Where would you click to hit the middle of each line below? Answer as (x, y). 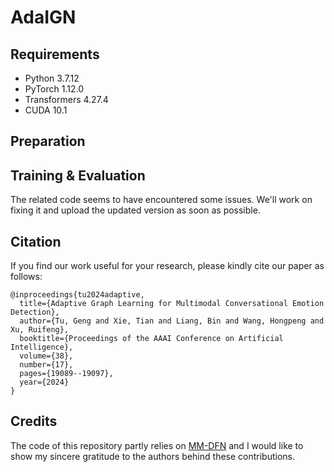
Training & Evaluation (78, 175)
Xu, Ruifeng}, (40, 330)
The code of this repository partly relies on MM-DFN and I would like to (157, 445)
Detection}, (35, 312)
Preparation (48, 141)
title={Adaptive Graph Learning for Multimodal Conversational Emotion (172, 304)
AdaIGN (43, 17)
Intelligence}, (42, 347)
